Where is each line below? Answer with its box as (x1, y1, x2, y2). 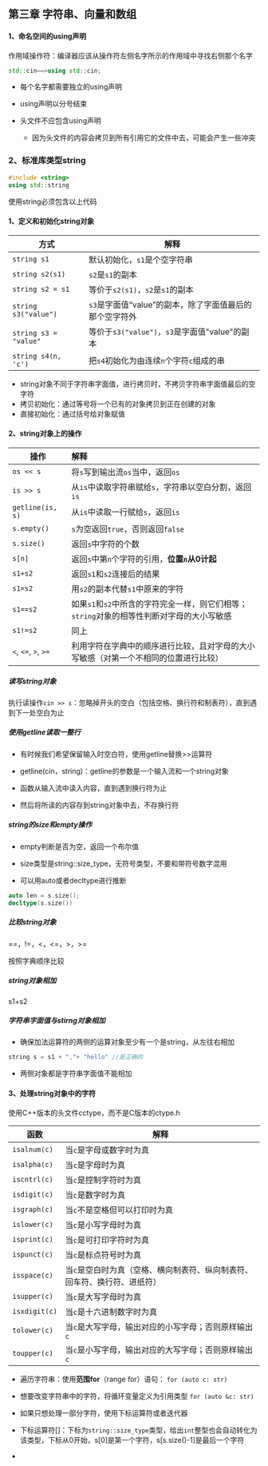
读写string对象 (8, 676, 57, 686)
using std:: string (8, 181, 69, 189)
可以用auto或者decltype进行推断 (19, 875, 127, 885)
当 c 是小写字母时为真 (65, 1219, 142, 1230)
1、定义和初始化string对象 (8, 217, 95, 226)
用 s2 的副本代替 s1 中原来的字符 (71, 583, 184, 594)
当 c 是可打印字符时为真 (65, 1234, 150, 1245)
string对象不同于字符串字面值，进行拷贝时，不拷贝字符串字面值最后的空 (19, 379, 256, 388)
